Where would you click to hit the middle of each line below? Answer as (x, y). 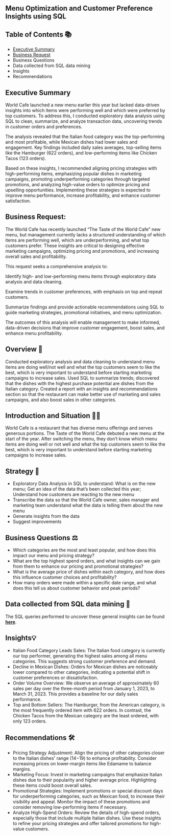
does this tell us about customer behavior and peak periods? (76, 588)
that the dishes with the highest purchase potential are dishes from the (80, 383)
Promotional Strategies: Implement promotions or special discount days (88, 790)
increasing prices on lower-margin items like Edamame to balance (82, 763)
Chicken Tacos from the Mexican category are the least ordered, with (86, 715)
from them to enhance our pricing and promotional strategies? (78, 566)
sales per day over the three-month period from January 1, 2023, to (83, 688)
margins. (22, 769)
